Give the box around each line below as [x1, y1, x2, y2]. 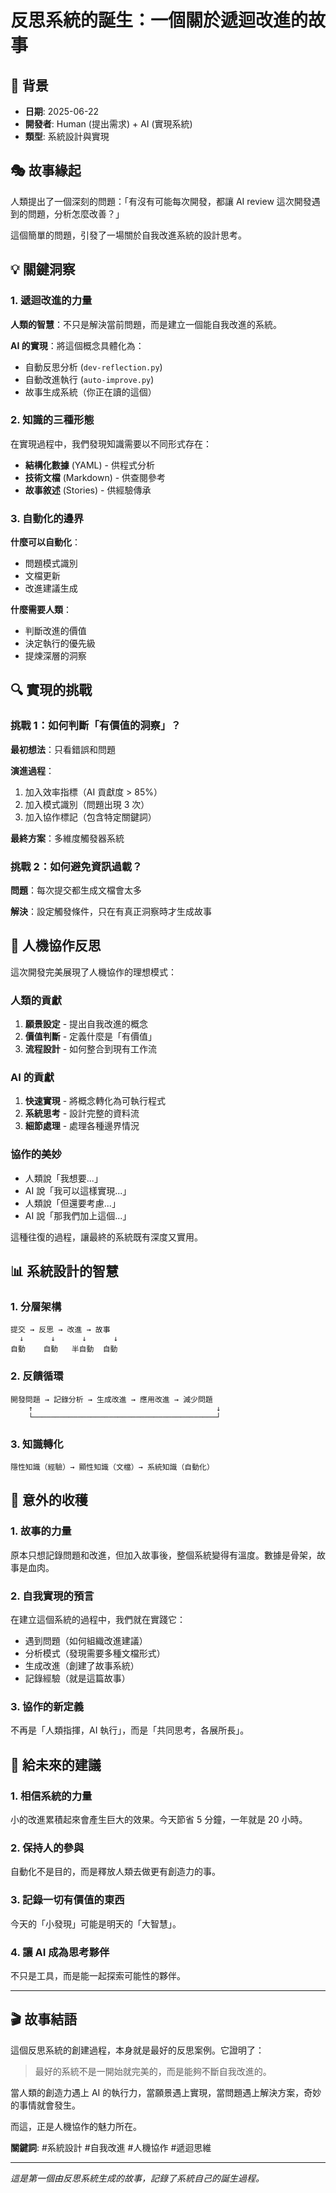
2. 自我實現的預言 [10, 1589, 95, 1603]
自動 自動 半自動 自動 [10, 1344, 118, 1355]
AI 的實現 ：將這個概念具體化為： [10, 339, 145, 351]
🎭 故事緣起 [10, 162, 82, 180]
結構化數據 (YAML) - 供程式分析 [24, 459, 155, 471]
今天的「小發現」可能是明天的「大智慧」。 [10, 1917, 182, 1930]
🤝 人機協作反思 [10, 937, 102, 955]
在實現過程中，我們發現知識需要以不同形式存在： [10, 437, 212, 450]
